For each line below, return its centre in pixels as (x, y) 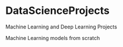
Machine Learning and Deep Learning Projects (61, 27)
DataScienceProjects (58, 11)
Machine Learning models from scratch (53, 38)
